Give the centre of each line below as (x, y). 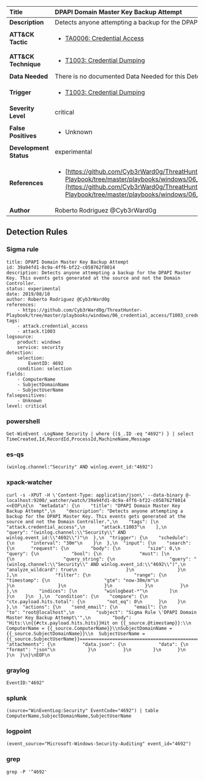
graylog (18, 670)
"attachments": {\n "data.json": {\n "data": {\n (97, 644)
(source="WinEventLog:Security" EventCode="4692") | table (83, 711)
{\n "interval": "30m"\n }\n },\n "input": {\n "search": (99, 543)
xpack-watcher (29, 482)
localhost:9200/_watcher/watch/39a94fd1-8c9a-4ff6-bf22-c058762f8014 (96, 500)
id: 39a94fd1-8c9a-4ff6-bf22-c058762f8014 (61, 267)
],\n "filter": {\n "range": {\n (87, 575)
